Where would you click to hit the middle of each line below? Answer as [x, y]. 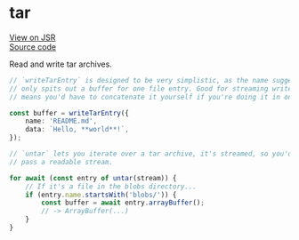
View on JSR [32, 37]
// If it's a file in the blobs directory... [111, 186]
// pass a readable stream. [61, 162]
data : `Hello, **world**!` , [77, 130]
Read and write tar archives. [61, 64]
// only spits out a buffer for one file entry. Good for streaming [139, 88]
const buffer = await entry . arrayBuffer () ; [123, 203]
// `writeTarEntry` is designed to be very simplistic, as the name [139, 80]
